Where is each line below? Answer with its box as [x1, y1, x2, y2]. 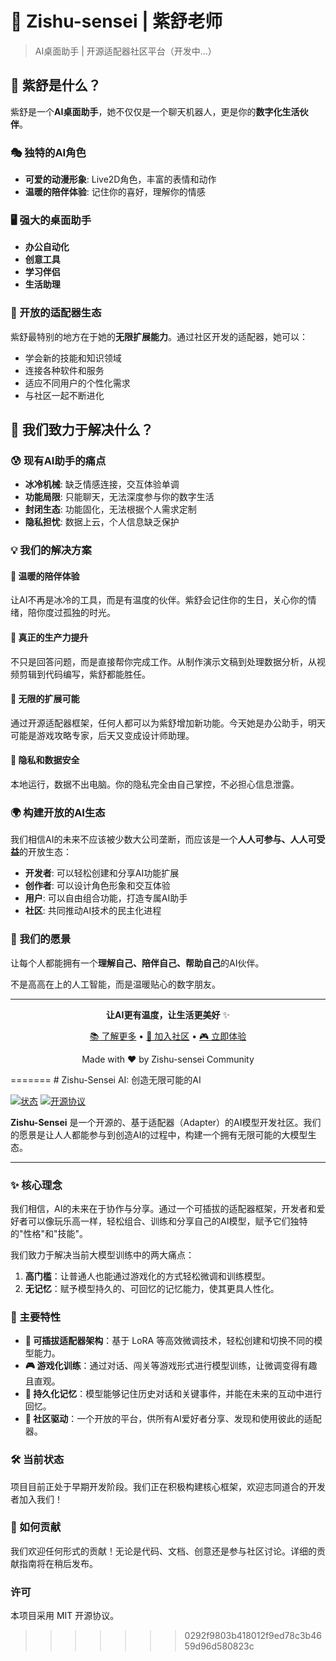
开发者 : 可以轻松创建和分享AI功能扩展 [24, 867, 180, 879]
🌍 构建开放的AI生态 [10, 805, 106, 819]
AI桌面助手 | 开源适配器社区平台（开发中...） [34, 45, 217, 57]
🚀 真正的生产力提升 [10, 632, 89, 644]
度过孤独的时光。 [44, 607, 116, 619]
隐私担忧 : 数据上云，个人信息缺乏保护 [24, 516, 180, 528]
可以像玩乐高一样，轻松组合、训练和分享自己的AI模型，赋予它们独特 [27, 1215, 308, 1227]
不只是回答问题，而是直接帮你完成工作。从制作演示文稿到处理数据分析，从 [10, 655, 317, 667]
